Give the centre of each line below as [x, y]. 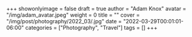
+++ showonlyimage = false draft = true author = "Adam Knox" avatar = [96, 9]
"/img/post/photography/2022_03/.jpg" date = [64, 21]
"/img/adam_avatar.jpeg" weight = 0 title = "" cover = [73, 15]
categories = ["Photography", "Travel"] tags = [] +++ [91, 27]
